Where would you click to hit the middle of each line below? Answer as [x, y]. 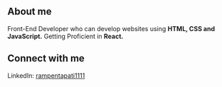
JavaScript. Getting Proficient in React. [65, 36]
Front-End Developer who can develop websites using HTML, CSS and [111, 28]
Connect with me [46, 58]
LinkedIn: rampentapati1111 [46, 75]
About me [30, 12]
